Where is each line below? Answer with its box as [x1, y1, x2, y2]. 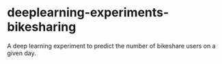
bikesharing [7, 19, 77, 35]
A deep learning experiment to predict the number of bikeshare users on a [7, 42, 217, 50]
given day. [7, 49, 36, 57]
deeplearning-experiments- [7, 5, 169, 20]
